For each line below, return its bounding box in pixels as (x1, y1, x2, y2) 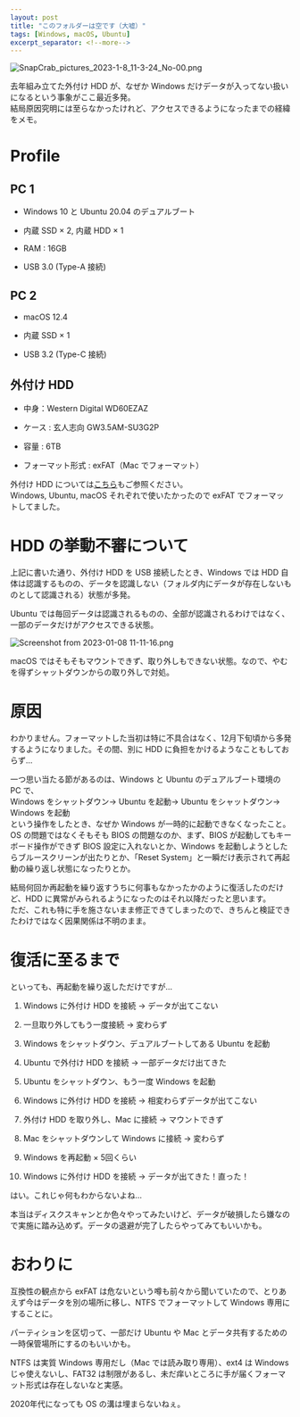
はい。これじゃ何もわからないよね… (10, 1189, 142, 1200)
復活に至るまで (10, 949, 121, 970)
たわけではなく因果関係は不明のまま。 (10, 916, 151, 926)
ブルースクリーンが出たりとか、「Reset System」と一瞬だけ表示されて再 (17, 851, 283, 862)
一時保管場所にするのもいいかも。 (10, 1338, 136, 1348)
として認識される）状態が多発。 (17, 589, 136, 600)
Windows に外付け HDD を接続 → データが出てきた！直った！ (22, 1171, 250, 1181)
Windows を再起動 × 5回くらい (22, 1152, 137, 1163)
